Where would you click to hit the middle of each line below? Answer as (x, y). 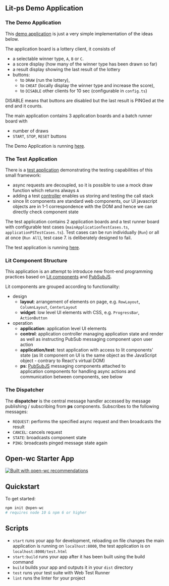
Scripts (17, 528)
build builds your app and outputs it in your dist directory (73, 567)
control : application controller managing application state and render (92, 334)
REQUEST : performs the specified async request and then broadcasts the (87, 421)
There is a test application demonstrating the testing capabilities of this (79, 170)
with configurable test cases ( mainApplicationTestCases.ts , (67, 227)
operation (22, 323)
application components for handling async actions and (78, 371)
